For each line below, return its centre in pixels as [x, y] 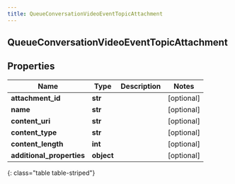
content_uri [31, 121]
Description [141, 86]
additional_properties [48, 155]
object [103, 155]
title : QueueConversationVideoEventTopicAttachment [85, 14]
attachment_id [36, 98]
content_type [34, 133]
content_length [37, 144]
